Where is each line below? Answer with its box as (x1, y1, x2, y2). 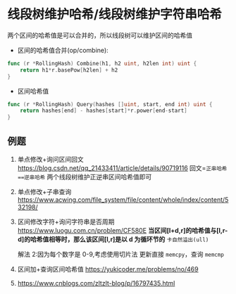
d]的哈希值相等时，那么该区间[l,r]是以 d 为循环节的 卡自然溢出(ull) (17, 235, 209, 243)
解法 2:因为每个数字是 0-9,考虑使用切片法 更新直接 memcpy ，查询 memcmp (17, 250, 224, 258)
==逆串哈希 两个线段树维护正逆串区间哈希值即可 (17, 173, 152, 181)
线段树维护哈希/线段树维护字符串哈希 (7, 6, 222, 23)
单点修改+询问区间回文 (17, 155, 85, 163)
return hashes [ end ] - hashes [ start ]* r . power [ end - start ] (20, 107, 188, 115)
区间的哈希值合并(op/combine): (17, 46, 109, 54)
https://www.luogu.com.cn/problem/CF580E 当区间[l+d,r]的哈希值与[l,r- (17, 226, 228, 234)
